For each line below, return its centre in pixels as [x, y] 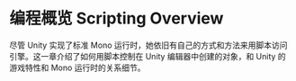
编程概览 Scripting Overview [117, 18]
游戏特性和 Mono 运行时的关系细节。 [77, 67]
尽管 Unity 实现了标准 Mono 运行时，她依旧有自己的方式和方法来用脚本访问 [148, 45]
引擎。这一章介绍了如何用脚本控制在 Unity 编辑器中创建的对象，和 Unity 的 [148, 56]
